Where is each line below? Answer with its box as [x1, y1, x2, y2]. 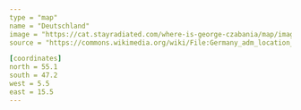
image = [9, 30, 39, 38]
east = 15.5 [9, 87, 54, 97]
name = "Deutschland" [9, 21, 90, 30]
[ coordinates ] [9, 55, 63, 63]
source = [9, 38, 42, 47]
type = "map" [9, 13, 58, 22]
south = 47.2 [9, 71, 58, 80]
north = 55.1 [9, 63, 58, 72]
